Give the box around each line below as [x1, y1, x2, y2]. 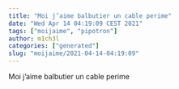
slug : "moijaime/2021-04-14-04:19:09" [8, 49, 139, 57]
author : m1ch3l [8, 34, 60, 43]
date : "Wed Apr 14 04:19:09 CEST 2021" [8, 19, 143, 28]
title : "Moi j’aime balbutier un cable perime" [8, 11, 173, 20]
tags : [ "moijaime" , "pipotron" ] [8, 27, 117, 35]
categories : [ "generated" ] [8, 42, 100, 50]
